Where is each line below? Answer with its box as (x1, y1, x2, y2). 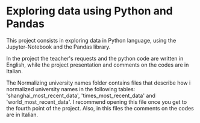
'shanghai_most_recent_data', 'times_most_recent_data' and (6, 92, 155, 99)
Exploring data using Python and (6, 4, 173, 18)
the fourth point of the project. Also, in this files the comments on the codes (6, 104, 195, 112)
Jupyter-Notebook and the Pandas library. (6, 43, 111, 50)
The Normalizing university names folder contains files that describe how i (6, 79, 191, 86)
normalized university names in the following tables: (6, 85, 136, 92)
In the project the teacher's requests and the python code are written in (6, 55, 184, 62)
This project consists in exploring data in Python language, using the (6, 37, 177, 44)
